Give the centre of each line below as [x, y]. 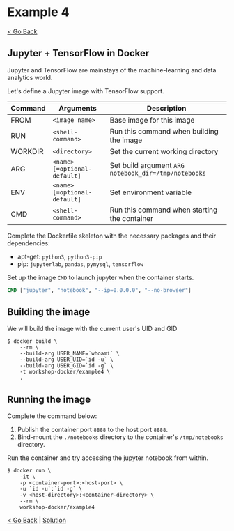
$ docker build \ [32, 341]
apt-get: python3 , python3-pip [60, 256]
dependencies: [29, 243]
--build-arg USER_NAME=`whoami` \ [70, 354]
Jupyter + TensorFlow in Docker [78, 53]
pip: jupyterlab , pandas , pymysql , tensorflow [80, 264]
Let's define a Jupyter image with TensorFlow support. [86, 91]
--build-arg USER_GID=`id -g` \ [67, 366]
